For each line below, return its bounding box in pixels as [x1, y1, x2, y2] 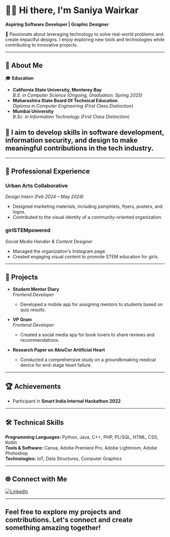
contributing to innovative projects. [5, 41, 78, 48]
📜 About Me [5, 61, 43, 70]
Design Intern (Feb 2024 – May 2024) [5, 194, 84, 200]
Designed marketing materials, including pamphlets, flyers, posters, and [12, 203, 163, 209]
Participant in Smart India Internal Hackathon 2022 [12, 398, 121, 404]
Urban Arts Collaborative [5, 182, 68, 189]
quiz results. [20, 307, 46, 313]
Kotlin [5, 439, 17, 445]
